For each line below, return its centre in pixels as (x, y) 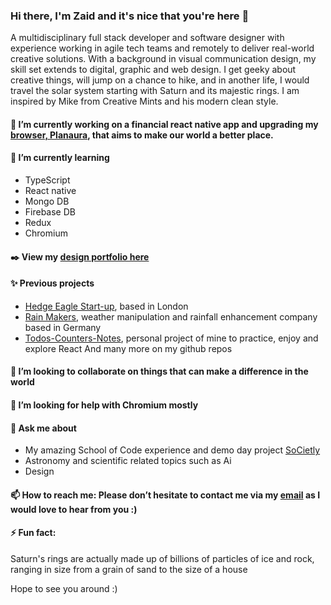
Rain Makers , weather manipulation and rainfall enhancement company (171, 316)
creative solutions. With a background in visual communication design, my (163, 59)
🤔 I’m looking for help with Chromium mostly (104, 405)
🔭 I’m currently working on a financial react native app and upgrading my (164, 124)
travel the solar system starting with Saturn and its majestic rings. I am (155, 91)
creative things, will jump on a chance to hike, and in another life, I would (160, 80)
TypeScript (47, 180)
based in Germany (63, 327)
